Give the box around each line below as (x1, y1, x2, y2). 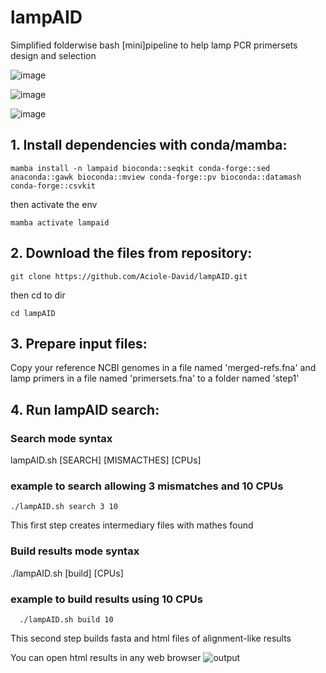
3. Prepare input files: (10, 335, 148, 352)
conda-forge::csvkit (10, 181, 97, 191)
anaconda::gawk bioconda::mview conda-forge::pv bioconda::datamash (10, 172, 302, 182)
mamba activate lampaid (10, 217, 110, 228)
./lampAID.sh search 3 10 (10, 502, 118, 512)
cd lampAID (10, 308, 56, 318)
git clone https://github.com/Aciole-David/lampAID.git (10, 271, 248, 281)
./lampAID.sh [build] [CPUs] (10, 567, 124, 579)
